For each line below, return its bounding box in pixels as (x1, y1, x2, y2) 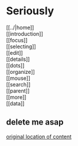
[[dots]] (6, 61, 25, 69)
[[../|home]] (6, 24, 34, 31)
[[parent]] (6, 87, 30, 94)
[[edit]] (6, 49, 23, 56)
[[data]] (6, 100, 25, 107)
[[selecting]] (6, 43, 37, 50)
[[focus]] (6, 36, 28, 44)
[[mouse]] (6, 74, 31, 82)
